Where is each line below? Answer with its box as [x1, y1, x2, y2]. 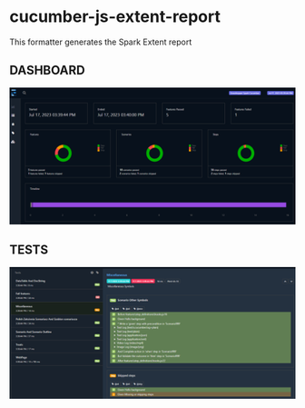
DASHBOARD [9, 63, 85, 78]
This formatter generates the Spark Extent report [9, 36, 192, 47]
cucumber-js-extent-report [9, 6, 221, 27]
